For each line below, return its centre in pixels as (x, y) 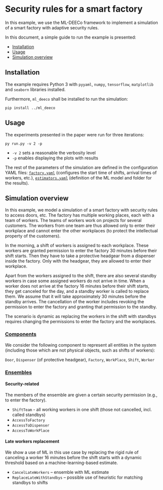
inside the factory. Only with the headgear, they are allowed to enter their (78, 261)
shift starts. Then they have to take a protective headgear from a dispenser (80, 256)
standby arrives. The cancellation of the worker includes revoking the (75, 302)
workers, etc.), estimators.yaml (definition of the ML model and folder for (79, 178)
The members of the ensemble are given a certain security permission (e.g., (81, 395)
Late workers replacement (32, 442)
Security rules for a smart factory (74, 9)
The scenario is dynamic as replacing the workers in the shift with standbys (81, 316)
